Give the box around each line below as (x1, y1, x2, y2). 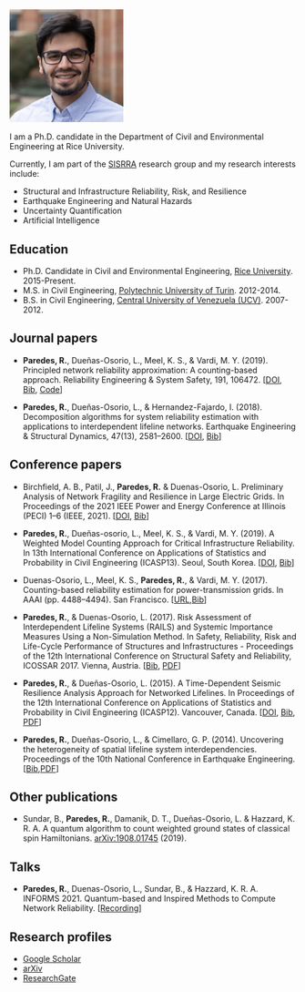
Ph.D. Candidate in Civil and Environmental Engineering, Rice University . (22, 266, 293, 277)
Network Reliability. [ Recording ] (22, 903, 142, 914)
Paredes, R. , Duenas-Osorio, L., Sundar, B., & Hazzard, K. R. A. (22, 884, 259, 895)
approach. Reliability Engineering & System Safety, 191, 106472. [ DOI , (22, 373, 282, 385)
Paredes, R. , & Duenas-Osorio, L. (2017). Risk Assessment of (22, 611, 252, 622)
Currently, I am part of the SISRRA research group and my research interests (9, 159, 296, 169)
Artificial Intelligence (22, 215, 100, 226)
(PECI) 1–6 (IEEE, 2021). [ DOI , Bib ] (22, 510, 150, 521)
